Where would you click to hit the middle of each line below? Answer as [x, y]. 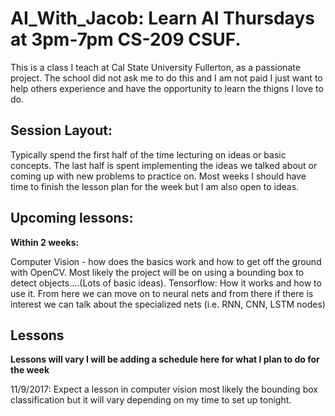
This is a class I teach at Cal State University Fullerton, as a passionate [155, 67]
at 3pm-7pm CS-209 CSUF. [126, 39]
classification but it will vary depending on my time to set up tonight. [151, 400]
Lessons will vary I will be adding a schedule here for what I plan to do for [165, 359]
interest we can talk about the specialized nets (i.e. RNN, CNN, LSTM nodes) [168, 304]
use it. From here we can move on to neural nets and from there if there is [162, 293]
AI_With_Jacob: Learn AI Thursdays [162, 18]
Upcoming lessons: [72, 218]
